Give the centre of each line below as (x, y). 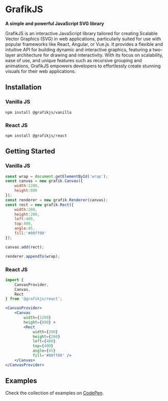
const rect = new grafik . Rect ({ (39, 205)
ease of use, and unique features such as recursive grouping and (74, 60)
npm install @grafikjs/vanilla (38, 112)
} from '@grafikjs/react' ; (34, 299)
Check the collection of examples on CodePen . (55, 393)
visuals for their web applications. (41, 71)
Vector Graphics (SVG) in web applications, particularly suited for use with (83, 39)
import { (15, 280)
